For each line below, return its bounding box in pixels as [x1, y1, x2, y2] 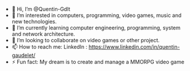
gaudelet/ [11, 52, 36, 59]
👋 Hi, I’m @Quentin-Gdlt [11, 6, 70, 12]
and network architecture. [11, 31, 75, 38]
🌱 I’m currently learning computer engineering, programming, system [11, 24, 181, 31]
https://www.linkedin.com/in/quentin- [88, 43, 181, 50]
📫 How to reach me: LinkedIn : [11, 43, 88, 50]
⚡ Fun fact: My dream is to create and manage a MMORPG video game [11, 59, 185, 65]
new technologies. [11, 18, 57, 25]
